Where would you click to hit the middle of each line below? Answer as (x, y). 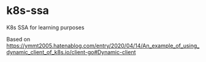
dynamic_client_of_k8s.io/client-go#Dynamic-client (71, 52)
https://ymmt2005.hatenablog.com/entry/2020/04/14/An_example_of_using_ (103, 46)
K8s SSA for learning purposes (45, 27)
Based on (18, 39)
